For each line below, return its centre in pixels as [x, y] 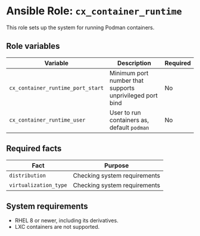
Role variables [33, 46]
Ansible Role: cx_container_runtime [94, 11]
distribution [28, 175]
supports [122, 88]
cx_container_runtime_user [47, 120]
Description [134, 63]
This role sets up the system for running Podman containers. [80, 27]
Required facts [34, 149]
